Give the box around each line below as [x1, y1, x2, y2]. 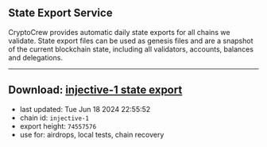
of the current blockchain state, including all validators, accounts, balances [8, 44, 254, 54]
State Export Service [8, 6, 113, 20]
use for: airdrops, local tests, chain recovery [19, 130, 164, 139]
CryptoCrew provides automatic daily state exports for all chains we [8, 27, 230, 37]
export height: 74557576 [19, 121, 97, 130]
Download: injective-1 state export [8, 83, 183, 97]
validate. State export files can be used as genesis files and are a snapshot [8, 36, 253, 45]
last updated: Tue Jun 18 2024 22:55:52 [19, 104, 151, 114]
